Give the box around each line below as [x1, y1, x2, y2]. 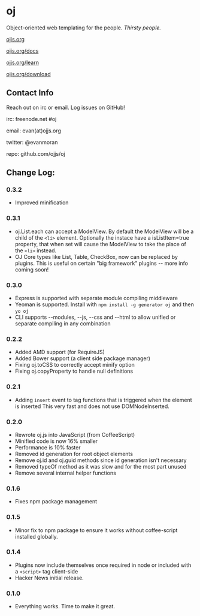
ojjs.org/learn [6, 59, 39, 66]
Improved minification [14, 199, 69, 206]
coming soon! [14, 265, 49, 273]
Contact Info [6, 88, 54, 98]
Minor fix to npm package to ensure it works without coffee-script [14, 526, 178, 534]
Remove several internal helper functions [14, 469, 117, 476]
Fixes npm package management [14, 498, 98, 505]
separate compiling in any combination [14, 320, 111, 327]
